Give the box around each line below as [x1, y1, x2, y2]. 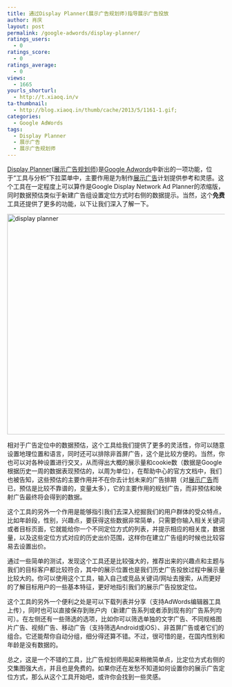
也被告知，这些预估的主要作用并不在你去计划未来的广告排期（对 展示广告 [7, 475, 213, 484]
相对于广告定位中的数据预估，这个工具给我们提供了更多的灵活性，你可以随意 [7, 441, 225, 449]
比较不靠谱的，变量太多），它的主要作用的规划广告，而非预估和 [37, 484, 216, 492]
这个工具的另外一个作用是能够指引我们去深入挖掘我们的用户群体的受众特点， [7, 508, 225, 515]
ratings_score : [7, 49, 51, 56]
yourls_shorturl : [7, 87, 57, 94]
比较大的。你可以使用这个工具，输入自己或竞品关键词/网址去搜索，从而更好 [7, 574, 222, 582]
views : [7, 74, 26, 82]
